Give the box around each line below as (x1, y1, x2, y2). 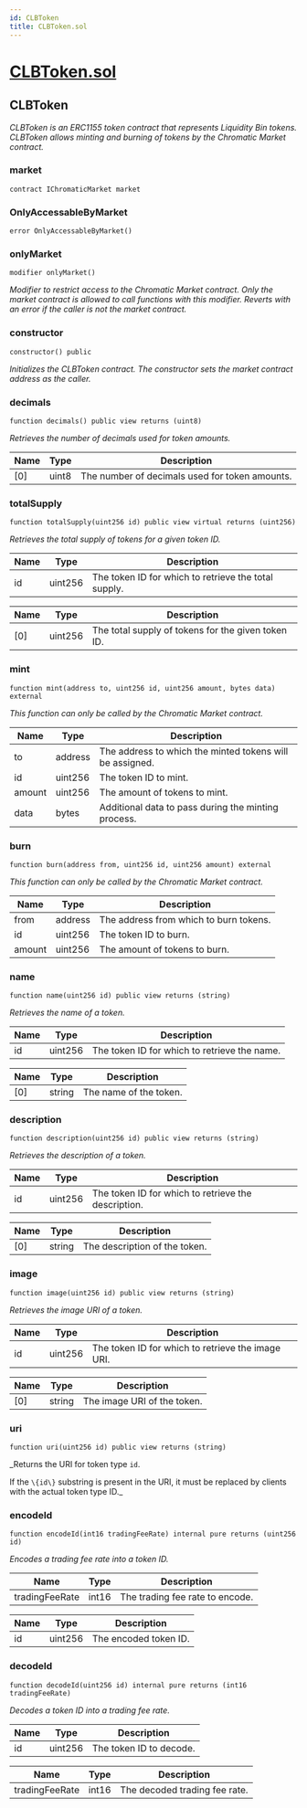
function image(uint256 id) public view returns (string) (9, 1288, 235, 1297)
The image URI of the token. (82, 1394, 203, 1407)
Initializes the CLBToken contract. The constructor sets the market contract (9, 363, 294, 375)
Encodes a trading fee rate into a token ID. (9, 1554, 169, 1565)
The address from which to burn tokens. (99, 913, 271, 925)
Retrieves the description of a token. (9, 1150, 146, 1161)
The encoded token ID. (91, 1633, 190, 1645)
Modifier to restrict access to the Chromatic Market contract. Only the (9, 284, 274, 295)
